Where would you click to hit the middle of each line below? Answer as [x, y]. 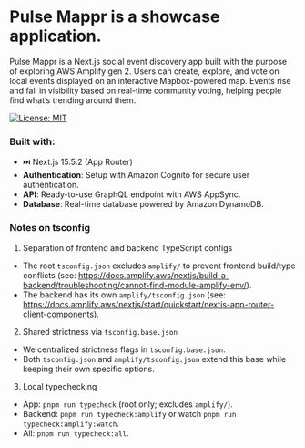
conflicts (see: [50, 275]
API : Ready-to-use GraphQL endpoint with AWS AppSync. [132, 194]
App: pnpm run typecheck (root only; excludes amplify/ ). [128, 404]
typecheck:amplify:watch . [71, 423]
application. [56, 36]
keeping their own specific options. [88, 369]
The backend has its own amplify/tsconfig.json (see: [124, 295]
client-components [58, 314]
